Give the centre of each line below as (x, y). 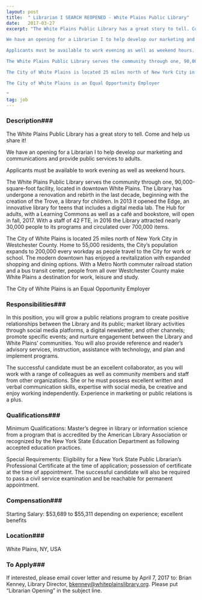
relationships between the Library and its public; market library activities (96, 324)
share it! (16, 140)
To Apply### (26, 564)
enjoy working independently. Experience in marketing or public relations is (99, 393)
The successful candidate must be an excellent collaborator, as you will (95, 367)
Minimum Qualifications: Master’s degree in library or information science (97, 429)
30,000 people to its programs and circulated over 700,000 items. (88, 226)
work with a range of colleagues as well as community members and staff (98, 374)
